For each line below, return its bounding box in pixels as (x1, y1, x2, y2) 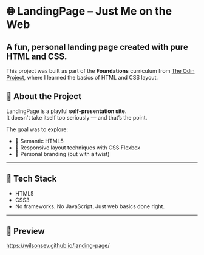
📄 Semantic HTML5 (15, 137, 64, 144)
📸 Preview (6, 226, 45, 236)
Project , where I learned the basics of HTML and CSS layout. (6, 74, 158, 81)
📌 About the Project (6, 91, 82, 101)
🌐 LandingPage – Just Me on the (6, 4, 172, 18)
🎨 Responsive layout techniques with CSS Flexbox (15, 144, 141, 151)
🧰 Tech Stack (6, 174, 57, 184)
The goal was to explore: (6, 126, 69, 133)
